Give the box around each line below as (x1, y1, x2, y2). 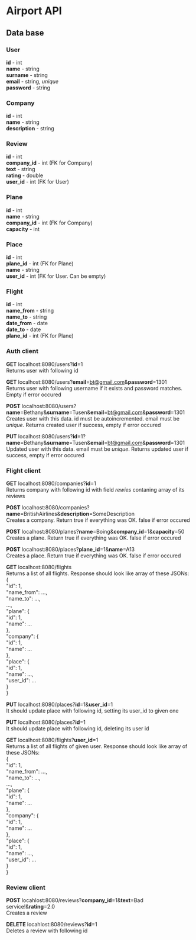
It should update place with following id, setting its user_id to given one (6, 707, 179, 714)
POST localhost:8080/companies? (6, 503, 90, 511)
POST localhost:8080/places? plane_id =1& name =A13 (6, 546, 135, 553)
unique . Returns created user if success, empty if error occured (6, 421, 161, 428)
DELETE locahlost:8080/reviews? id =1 (6, 921, 97, 928)
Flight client (6, 466, 41, 474)
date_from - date (6, 320, 48, 327)
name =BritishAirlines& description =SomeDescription (6, 510, 135, 517)
